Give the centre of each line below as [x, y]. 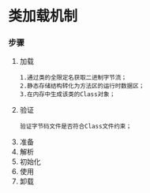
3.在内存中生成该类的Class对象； [67, 95]
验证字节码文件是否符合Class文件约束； [75, 127]
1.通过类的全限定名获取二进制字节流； [73, 78]
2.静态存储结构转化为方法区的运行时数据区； [82, 86]
